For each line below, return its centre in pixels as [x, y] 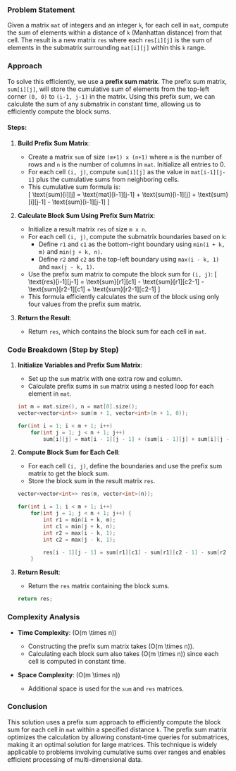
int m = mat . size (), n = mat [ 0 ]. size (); [77, 407]
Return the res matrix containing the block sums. [99, 586]
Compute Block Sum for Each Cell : [69, 452]
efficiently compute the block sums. [59, 111]
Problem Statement [41, 10]
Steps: [17, 128]
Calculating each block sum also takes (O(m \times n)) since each [123, 653]
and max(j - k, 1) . [67, 267]
